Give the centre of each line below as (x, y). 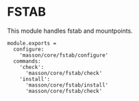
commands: (27, 61)
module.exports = (32, 43)
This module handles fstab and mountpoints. (70, 31)
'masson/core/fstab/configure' (64, 55)
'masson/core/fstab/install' (67, 85)
